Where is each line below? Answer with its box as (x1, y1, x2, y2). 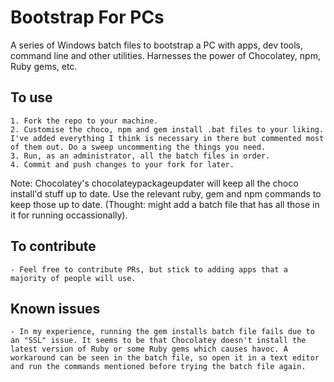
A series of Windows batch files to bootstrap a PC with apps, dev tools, (10, 39, 304, 51)
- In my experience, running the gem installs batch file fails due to (10, 327, 315, 337)
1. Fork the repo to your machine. (10, 116, 159, 126)
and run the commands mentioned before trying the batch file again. (10, 362, 307, 372)
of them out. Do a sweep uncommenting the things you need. (10, 142, 267, 152)
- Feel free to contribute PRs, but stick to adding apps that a (10, 264, 288, 275)
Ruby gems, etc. (10, 60, 78, 72)
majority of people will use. (10, 273, 137, 283)
